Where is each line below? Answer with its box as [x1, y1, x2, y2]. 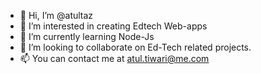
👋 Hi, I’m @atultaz [19, 10, 94, 21]
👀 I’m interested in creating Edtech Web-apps [19, 20, 208, 32]
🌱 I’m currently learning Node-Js [19, 31, 155, 42]
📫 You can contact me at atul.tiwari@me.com [19, 53, 210, 64]
